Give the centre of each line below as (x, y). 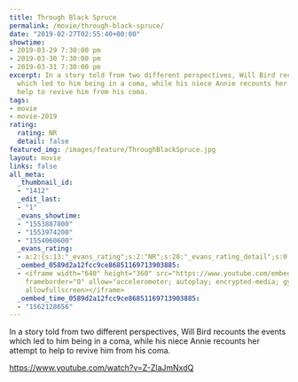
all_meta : (27, 174)
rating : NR (37, 133)
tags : (19, 100)
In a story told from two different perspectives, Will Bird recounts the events (148, 332)
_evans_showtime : (49, 215)
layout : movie (35, 158)
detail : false (43, 141)
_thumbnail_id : (45, 183)
